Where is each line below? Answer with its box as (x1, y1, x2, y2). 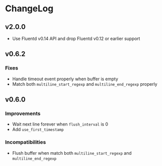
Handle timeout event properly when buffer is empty (12, 76, 119, 82)
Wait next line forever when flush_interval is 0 (12, 121, 108, 127)
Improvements (5, 110, 41, 117)
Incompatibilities (5, 139, 46, 146)
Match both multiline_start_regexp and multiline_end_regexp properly (12, 81, 158, 87)
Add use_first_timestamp (12, 127, 64, 133)
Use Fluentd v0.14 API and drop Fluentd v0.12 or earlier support (12, 35, 140, 41)
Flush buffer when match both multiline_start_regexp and (12, 150, 132, 156)
